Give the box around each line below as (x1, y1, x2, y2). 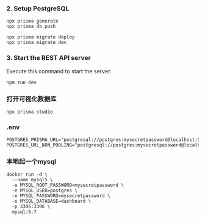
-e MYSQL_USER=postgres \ (12, 187, 78, 194)
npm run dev (6, 79, 37, 85)
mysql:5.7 (12, 209, 37, 215)
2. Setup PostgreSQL (6, 4, 70, 13)
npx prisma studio (6, 109, 53, 115)
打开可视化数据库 (6, 95, 57, 103)
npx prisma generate (6, 18, 59, 24)
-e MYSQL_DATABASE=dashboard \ (12, 198, 92, 205)
